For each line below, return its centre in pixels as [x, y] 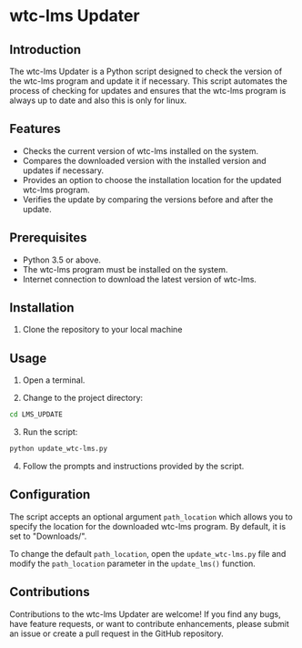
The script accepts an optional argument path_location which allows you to [151, 517]
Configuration [50, 494]
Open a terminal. [54, 380]
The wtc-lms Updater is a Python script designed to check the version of [146, 71]
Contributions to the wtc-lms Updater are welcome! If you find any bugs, [145, 614]
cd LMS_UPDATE [36, 415]
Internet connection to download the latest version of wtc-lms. [140, 279]
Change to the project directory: [83, 398]
